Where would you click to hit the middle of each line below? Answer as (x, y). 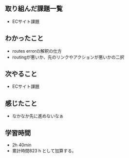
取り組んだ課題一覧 (34, 9)
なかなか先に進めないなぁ (38, 116)
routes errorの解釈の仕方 (37, 51)
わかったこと (24, 38)
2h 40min (22, 145)
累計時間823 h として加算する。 (44, 151)
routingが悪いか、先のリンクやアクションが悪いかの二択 (68, 57)
